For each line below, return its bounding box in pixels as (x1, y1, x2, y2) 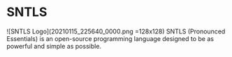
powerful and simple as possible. (6, 42, 102, 50)
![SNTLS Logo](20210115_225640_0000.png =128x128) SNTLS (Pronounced (6, 27, 226, 35)
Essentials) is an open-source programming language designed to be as (6, 34, 215, 42)
